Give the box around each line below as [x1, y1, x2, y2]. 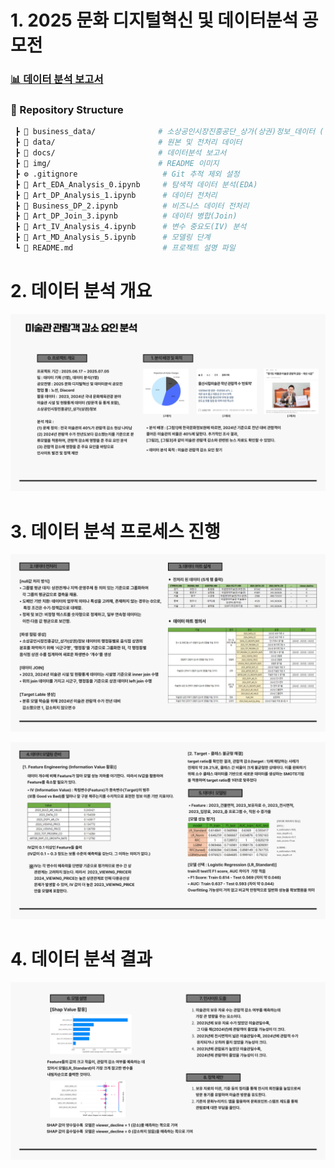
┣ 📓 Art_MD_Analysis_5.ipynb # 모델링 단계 [14, 232, 211, 243]
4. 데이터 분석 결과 [10, 948, 153, 971]
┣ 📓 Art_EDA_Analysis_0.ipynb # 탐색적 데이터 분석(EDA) [14, 179, 258, 190]
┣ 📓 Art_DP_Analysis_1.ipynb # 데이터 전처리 [14, 190, 218, 200]
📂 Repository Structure [10, 103, 124, 117]
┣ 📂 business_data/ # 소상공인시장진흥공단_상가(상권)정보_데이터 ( [14, 127, 325, 137]
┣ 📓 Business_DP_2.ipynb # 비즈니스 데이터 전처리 [14, 201, 250, 211]
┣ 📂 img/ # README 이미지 [14, 159, 220, 169]
